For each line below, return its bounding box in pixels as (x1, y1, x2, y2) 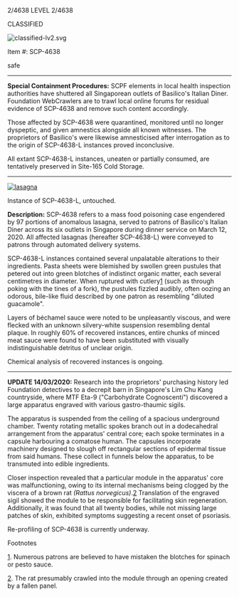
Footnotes (7, 539, 37, 547)
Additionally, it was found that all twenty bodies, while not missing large (7, 504, 217, 512)
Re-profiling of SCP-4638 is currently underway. (7, 525, 149, 533)
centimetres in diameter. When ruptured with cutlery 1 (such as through (7, 277, 215, 285)
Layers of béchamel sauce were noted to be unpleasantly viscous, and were (7, 313, 231, 322)
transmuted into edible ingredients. (7, 460, 110, 468)
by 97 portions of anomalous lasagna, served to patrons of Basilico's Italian (7, 218, 228, 226)
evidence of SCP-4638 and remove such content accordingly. (7, 105, 189, 112)
